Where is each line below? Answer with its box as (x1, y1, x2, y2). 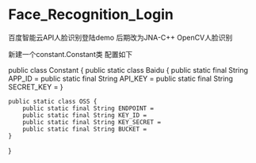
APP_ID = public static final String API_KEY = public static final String (8, 74, 234, 83)
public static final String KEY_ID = (22, 111, 147, 119)
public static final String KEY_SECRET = (22, 118, 161, 126)
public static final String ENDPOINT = (22, 104, 155, 112)
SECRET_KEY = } (8, 81, 63, 92)
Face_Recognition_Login (8, 6, 174, 24)
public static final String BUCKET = (22, 125, 147, 133)
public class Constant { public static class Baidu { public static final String (8, 65, 248, 74)
